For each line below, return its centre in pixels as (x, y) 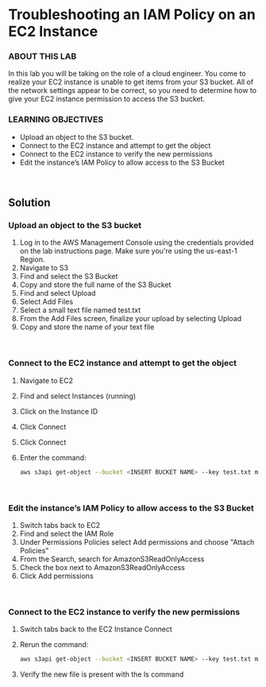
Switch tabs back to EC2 (60, 525)
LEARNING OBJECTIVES (56, 119)
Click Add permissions (56, 576)
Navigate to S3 (44, 268)
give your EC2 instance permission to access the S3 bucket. (106, 99)
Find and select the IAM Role (67, 534)
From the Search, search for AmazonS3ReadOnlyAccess (112, 559)
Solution (29, 203)
